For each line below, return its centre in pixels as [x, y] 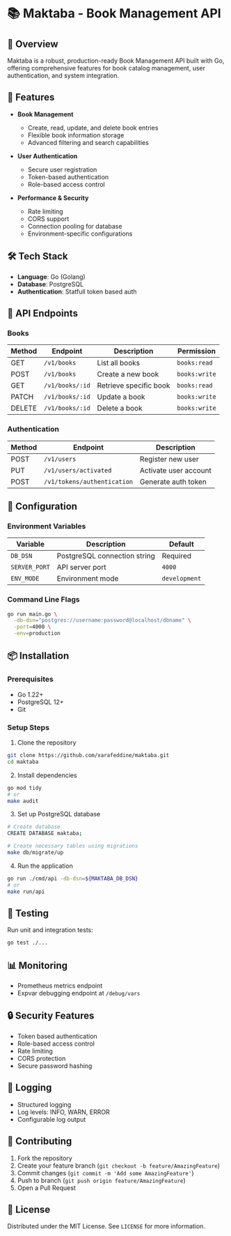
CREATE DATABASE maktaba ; [45, 834]
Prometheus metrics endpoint [60, 986]
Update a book [121, 397]
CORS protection [41, 1058]
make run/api [26, 892]
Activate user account [176, 470]
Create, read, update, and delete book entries [93, 128]
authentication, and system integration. [63, 75]
